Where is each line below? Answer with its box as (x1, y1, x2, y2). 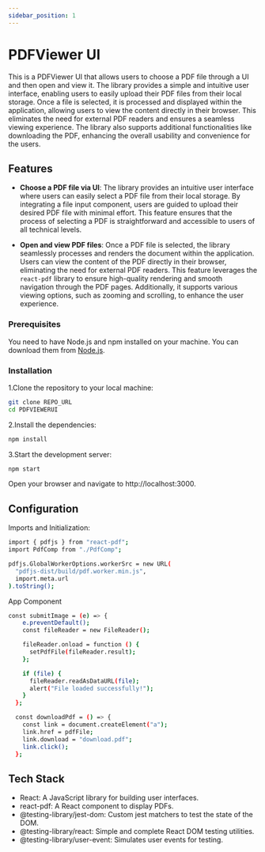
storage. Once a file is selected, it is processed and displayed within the (8, 97, 243, 107)
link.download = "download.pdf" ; (22, 735, 133, 744)
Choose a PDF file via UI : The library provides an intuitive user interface (19, 183, 255, 192)
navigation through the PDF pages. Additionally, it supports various (19, 282, 238, 292)
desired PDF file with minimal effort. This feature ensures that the (19, 208, 233, 218)
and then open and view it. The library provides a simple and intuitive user (8, 80, 249, 89)
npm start (8, 464, 41, 473)
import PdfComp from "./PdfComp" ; (8, 546, 123, 554)
